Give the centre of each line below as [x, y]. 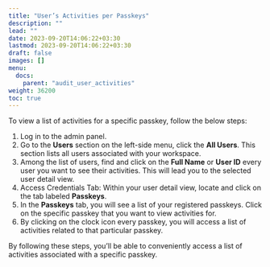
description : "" [35, 23]
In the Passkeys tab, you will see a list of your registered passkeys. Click [141, 205]
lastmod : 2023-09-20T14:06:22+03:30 [70, 46]
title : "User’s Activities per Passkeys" [79, 16]
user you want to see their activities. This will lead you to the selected [135, 170]
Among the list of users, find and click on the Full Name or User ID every [141, 162]
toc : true [25, 98]
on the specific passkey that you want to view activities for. [118, 213]
